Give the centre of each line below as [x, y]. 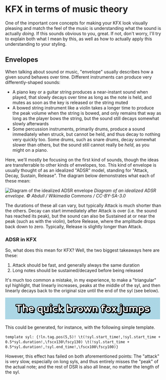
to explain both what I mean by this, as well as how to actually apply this [79, 39]
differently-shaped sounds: [33, 82]
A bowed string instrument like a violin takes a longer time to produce [83, 107]
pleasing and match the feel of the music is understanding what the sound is [83, 28]
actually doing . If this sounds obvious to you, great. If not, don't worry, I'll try [83, 33]
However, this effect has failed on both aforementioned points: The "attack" [82, 356]
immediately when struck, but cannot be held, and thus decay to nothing [86, 134]
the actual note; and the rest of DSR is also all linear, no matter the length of [82, 367]
